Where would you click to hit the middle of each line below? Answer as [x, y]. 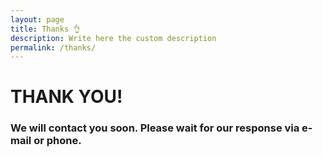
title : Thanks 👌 [46, 29]
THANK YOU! [66, 97]
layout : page [37, 19]
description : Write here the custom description [113, 38]
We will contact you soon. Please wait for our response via [155, 128]
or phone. [57, 141]
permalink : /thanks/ [53, 47]
